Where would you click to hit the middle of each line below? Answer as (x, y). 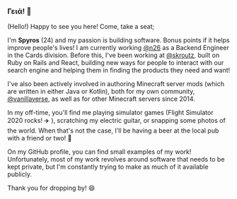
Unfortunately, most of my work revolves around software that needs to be (116, 159)
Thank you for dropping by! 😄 (51, 188)
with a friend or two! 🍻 (40, 138)
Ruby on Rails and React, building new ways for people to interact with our (116, 63)
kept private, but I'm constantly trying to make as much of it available (108, 167)
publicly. (19, 174)
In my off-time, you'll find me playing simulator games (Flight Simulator (110, 113)
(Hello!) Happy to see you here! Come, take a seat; (81, 27)
